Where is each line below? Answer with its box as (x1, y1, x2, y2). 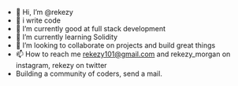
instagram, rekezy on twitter (15, 61, 108, 70)
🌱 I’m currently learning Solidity (15, 32, 118, 41)
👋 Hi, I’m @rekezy (15, 8, 73, 16)
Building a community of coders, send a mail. (15, 69, 163, 78)
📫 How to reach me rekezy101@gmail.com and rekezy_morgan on (15, 49, 231, 59)
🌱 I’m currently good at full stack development (15, 24, 166, 33)
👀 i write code (15, 16, 61, 25)
